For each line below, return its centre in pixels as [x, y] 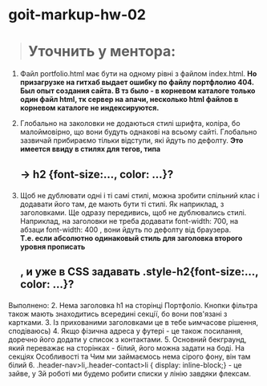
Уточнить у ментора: [102, 52]
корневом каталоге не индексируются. [89, 108]
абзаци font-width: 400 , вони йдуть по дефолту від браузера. [125, 230]
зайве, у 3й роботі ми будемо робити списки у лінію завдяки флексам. [129, 373]
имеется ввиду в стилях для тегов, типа [90, 149]
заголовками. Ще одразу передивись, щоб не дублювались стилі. [133, 212]
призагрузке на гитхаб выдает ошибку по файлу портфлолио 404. [137, 83]
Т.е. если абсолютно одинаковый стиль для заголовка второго [131, 238]
